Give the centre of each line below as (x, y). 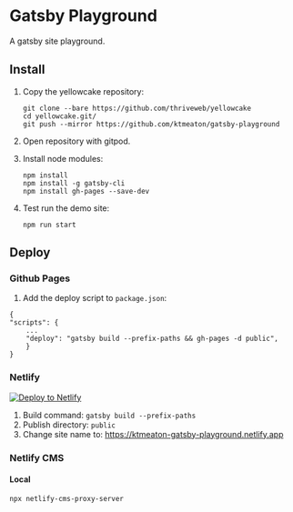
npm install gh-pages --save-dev (86, 191)
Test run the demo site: (66, 208)
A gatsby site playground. (57, 41)
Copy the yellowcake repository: (83, 91)
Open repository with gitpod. (76, 141)
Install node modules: (63, 158)
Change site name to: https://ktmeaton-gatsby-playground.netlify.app (153, 434)
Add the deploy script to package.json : (95, 298)
